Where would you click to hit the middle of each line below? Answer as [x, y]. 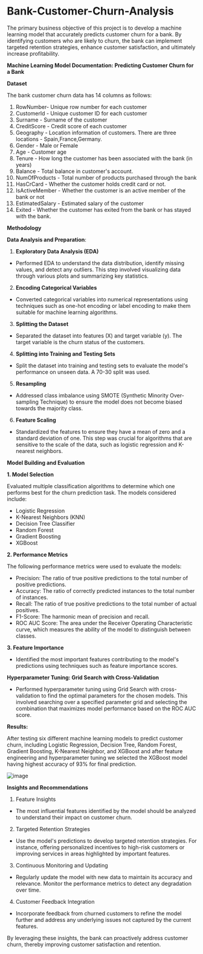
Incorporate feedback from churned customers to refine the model [98, 913]
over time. [28, 890]
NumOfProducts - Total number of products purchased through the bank [106, 177]
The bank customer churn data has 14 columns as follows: [79, 95]
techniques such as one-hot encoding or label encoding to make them [103, 305]
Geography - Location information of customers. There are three [96, 132]
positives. [27, 610]
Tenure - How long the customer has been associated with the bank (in [104, 158]
